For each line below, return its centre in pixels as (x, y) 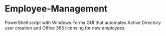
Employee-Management (56, 9)
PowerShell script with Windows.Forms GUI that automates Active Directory (83, 22)
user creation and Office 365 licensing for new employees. (65, 27)
